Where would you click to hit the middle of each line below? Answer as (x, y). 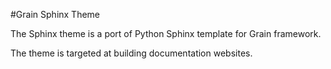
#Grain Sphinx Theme (55, 14)
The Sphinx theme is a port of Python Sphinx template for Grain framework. (166, 33)
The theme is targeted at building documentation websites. (131, 53)
